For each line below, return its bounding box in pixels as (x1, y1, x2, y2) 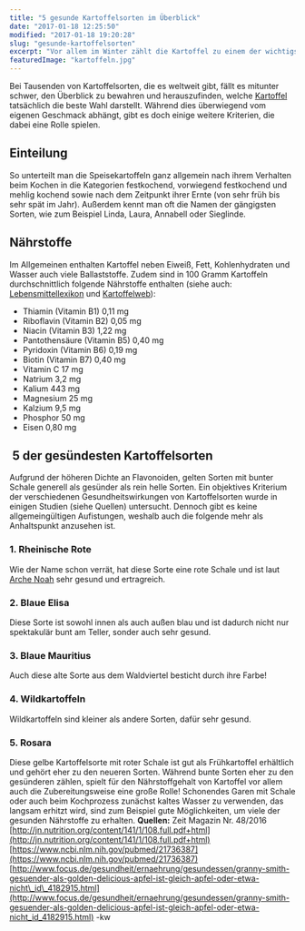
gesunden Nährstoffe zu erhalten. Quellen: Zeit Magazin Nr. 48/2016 (9, 815, 268, 825)
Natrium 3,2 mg (22, 373, 82, 384)
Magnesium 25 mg (22, 392, 93, 403)
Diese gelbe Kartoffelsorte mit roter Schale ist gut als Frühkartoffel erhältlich (9, 756, 295, 767)
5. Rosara (9, 736, 52, 749)
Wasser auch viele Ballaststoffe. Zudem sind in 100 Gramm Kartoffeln (9, 268, 268, 279)
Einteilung (9, 146, 68, 161)
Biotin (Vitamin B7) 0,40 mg (22, 354, 126, 365)
